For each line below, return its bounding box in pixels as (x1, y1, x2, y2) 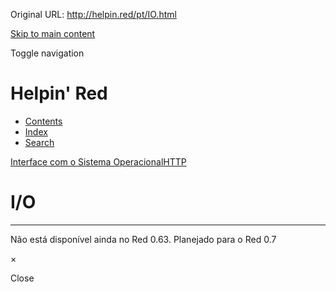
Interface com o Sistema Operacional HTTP (10, 155, 187, 168)
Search (24, 136, 55, 148)
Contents (24, 115, 63, 127)
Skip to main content (10, 28, 96, 39)
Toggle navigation (10, 47, 85, 59)
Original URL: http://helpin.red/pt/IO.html (10, 9, 177, 20)
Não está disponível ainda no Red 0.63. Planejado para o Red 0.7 (10, 233, 277, 245)
